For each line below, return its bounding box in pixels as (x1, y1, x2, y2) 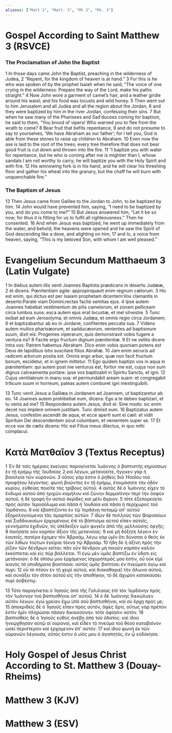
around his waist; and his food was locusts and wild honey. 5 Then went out (5, 98, 165, 104)
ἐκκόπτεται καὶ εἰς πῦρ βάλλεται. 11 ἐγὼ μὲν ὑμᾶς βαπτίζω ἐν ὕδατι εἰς (5, 551, 157, 557)
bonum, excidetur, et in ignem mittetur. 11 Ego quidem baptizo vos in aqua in (5, 358, 165, 364)
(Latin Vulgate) (5, 265, 70, 277)
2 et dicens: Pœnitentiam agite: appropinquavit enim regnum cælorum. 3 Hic (5, 288, 167, 294)
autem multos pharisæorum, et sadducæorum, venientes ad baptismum (5, 326, 157, 332)
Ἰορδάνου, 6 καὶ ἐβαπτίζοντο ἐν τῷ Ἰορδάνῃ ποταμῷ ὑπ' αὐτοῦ (5, 507, 140, 513)
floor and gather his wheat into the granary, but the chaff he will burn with (5, 169, 161, 175)
